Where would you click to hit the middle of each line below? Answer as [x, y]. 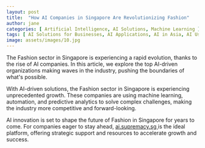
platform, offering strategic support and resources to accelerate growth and [102, 133]
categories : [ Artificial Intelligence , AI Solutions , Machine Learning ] [103, 29]
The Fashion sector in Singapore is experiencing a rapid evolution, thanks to [102, 58]
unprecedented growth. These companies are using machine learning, [95, 95]
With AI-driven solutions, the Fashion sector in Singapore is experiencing [98, 89]
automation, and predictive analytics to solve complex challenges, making [99, 102]
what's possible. [27, 77]
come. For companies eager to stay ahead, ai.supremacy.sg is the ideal [96, 126]
